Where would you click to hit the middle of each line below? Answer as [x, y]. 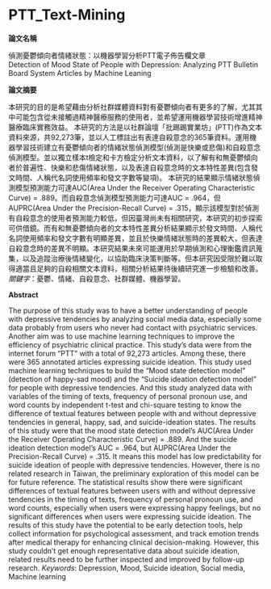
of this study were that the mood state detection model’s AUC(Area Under [131, 431]
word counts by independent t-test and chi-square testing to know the [125, 405]
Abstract [23, 294]
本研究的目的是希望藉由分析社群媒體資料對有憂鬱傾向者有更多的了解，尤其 [132, 107]
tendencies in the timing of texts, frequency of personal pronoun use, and [131, 499]
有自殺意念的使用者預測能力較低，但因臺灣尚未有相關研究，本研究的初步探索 [135, 218]
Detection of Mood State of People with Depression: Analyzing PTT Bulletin [133, 64]
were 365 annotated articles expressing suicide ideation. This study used [130, 362]
